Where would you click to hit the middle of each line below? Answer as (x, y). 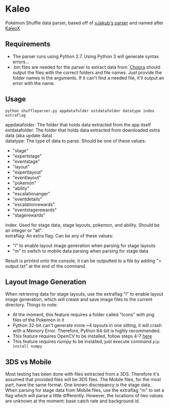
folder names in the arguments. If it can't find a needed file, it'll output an (88, 78)
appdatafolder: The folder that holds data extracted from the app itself (78, 125)
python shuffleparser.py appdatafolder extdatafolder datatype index (80, 111)
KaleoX (13, 28)
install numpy (27, 346)
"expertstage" (27, 156)
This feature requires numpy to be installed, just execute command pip (86, 342)
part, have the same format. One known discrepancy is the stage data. (78, 385)
